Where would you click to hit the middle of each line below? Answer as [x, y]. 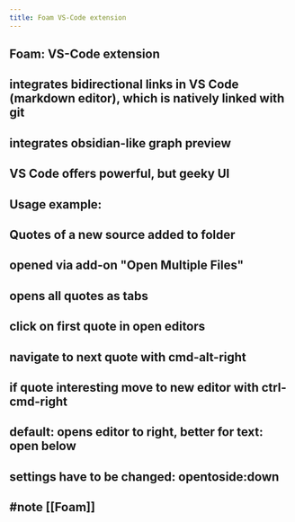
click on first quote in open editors [107, 327]
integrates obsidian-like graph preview [121, 143]
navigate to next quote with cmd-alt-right [128, 357]
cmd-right [38, 401]
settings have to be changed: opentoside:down [144, 477]
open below [43, 446]
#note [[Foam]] [53, 507]
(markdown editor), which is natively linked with [147, 98]
